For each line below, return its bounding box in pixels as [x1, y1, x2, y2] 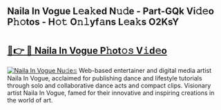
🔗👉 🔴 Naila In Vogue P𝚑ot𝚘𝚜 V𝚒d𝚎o [7, 45, 167, 56]
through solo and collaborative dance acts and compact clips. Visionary [7, 82, 211, 89]
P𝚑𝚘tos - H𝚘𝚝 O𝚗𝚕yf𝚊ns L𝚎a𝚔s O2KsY [7, 16, 180, 28]
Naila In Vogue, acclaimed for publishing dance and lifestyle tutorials [7, 74, 202, 82]
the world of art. [7, 96, 53, 104]
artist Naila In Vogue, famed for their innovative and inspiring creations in [7, 89, 215, 97]
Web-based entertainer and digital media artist [78, 67, 212, 74]
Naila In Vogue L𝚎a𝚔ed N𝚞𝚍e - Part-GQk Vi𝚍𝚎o [7, 5, 214, 17]
